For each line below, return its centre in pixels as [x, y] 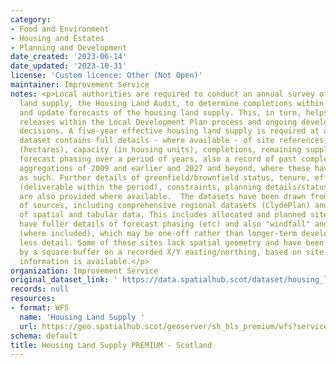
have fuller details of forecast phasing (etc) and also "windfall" [165, 224]
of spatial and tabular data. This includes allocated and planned [163, 215]
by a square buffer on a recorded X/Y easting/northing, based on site [172, 252]
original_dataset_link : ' [64, 280]
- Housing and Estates [57, 38]
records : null [40, 289]
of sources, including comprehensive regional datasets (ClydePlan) [165, 206]
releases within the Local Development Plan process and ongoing [158, 122]
